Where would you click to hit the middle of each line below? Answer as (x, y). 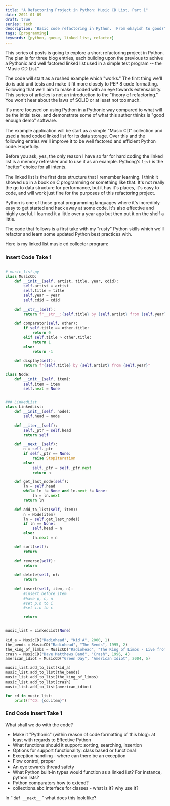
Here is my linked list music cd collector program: (57, 244)
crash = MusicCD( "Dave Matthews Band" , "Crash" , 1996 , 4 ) (68, 654)
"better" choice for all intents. (36, 167)
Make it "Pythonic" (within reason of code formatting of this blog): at (84, 734)
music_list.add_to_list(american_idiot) (49, 687)
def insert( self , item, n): (44, 589)
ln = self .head (39, 486)
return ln (34, 500)
